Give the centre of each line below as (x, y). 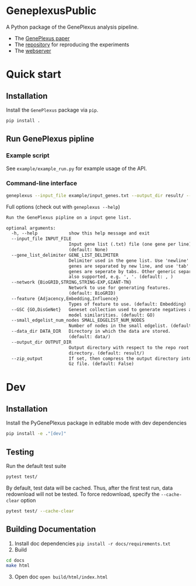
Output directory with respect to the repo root (129, 347)
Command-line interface (42, 184)
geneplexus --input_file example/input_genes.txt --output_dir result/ (95, 195)
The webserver (33, 50)
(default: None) (88, 250)
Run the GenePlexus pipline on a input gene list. (69, 218)
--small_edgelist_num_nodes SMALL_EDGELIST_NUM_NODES (78, 320)
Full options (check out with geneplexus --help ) (63, 206)
